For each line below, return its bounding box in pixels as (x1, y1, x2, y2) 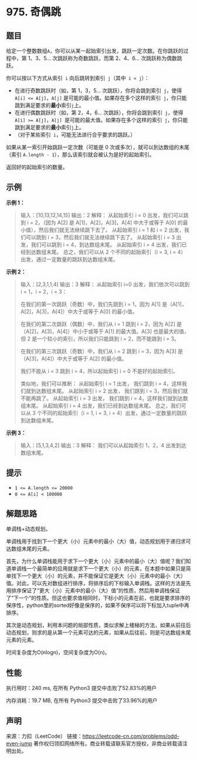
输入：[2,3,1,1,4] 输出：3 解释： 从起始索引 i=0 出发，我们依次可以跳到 (20, 281, 190, 288)
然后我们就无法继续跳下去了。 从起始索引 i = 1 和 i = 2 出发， (38, 226, 185, 233)
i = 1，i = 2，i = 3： (20, 288, 67, 295)
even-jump (6, 740, 32, 747)
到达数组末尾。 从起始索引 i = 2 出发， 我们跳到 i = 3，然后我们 (30, 387, 183, 394)
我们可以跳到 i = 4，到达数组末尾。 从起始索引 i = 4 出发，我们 (30, 241, 182, 248)
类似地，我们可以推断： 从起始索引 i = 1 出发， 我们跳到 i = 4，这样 (20, 380, 182, 387)
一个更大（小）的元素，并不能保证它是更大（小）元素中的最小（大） (21, 572, 186, 579)
